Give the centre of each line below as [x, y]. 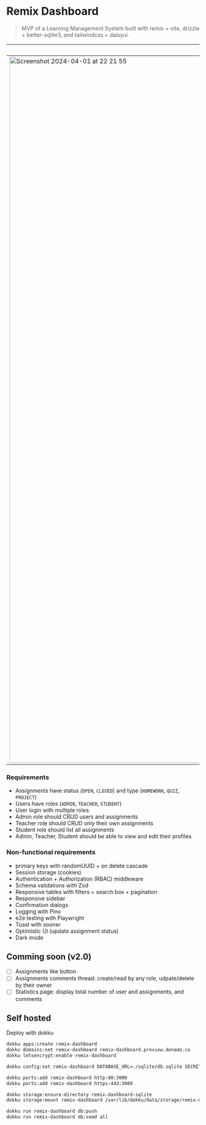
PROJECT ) [26, 797]
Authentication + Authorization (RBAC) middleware [79, 879]
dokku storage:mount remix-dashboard [55, 1100]
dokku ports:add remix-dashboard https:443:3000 [70, 1083]
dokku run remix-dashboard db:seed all [57, 1117]
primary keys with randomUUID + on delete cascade [82, 866]
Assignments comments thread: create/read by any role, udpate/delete [105, 978]
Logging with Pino [38, 911]
